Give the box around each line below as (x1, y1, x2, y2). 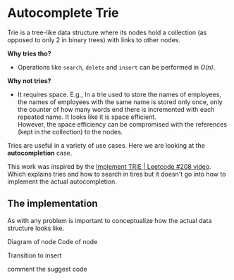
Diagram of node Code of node (7, 237, 98, 246)
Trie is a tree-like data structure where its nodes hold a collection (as (7, 28, 207, 37)
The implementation (7, 198, 98, 210)
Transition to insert (7, 251, 62, 260)
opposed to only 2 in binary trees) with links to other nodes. (7, 35, 181, 44)
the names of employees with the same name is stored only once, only (17, 97, 223, 106)
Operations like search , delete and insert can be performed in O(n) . (17, 63, 216, 71)
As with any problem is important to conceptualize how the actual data (7, 216, 212, 224)
